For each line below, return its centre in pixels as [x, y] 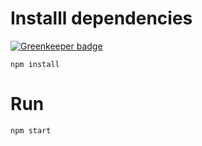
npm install [35, 64]
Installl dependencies [101, 18]
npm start [31, 130]
